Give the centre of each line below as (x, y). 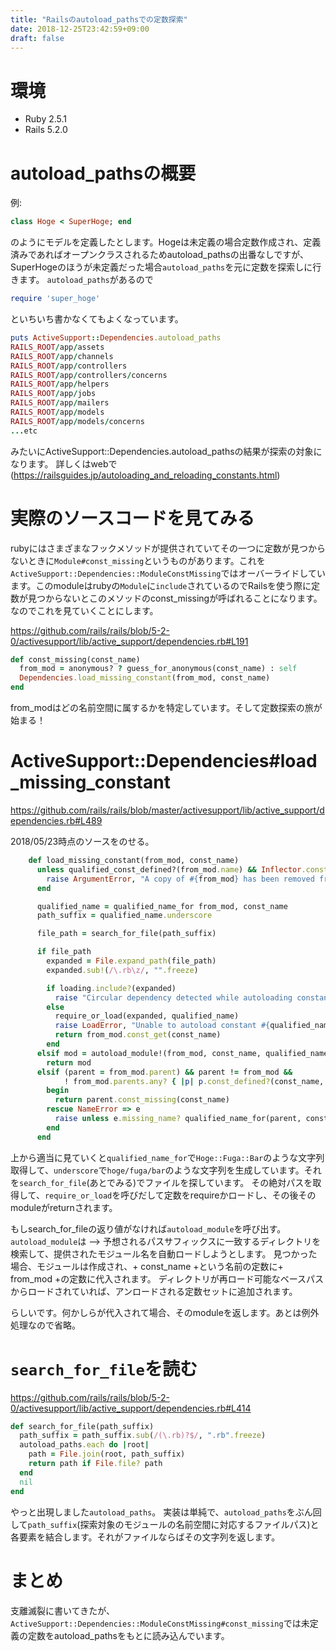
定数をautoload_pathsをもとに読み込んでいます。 (128, 1635)
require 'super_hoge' (55, 299)
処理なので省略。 (45, 1325)
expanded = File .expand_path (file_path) (131, 961)
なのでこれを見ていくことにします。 (84, 610)
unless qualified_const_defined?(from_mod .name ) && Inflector (169, 869)
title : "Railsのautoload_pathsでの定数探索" (99, 19)
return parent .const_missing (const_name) (142, 1100)
